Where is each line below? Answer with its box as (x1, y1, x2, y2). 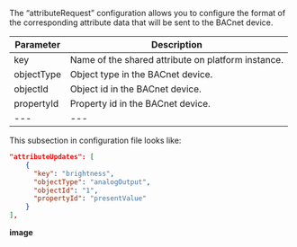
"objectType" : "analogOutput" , (32, 177, 151, 187)
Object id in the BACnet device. (69, 83, 202, 95)
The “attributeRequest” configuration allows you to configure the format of (9, 8, 286, 18)
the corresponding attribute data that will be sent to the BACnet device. (9, 17, 274, 28)
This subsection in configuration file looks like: (9, 135, 182, 146)
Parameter (14, 39, 61, 50)
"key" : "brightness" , (32, 169, 115, 178)
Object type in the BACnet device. (69, 68, 213, 80)
